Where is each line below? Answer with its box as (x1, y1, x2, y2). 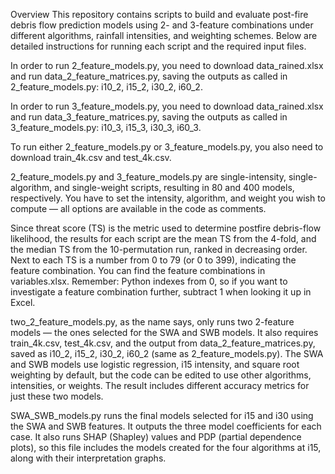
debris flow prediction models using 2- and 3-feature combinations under (10, 19, 314, 31)
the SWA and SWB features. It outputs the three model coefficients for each (10, 420, 322, 432)
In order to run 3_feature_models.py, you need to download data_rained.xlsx (10, 100, 324, 112)
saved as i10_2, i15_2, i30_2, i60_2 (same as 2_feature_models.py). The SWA (10, 348, 324, 359)
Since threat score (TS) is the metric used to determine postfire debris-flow (10, 222, 322, 234)
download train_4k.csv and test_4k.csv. (10, 152, 172, 163)
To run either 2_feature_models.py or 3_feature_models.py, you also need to (10, 141, 324, 153)
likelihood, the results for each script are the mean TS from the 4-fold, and (10, 233, 317, 244)
